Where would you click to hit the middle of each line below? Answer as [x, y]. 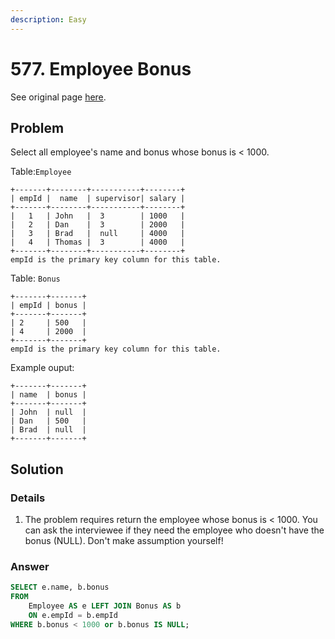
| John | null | [48, 412]
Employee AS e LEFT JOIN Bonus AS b [105, 606]
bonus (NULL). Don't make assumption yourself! [124, 541]
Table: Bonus [35, 278]
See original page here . [58, 97]
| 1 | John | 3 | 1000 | [98, 216]
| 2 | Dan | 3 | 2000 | [98, 225]
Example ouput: [42, 368]
